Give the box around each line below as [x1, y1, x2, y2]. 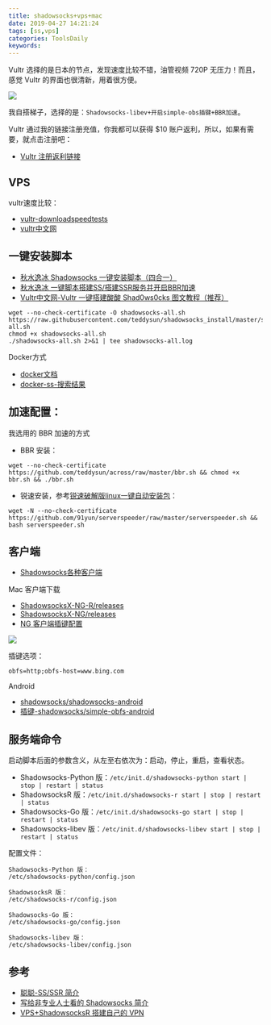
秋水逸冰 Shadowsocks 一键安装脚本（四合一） [19, 272, 177, 282]
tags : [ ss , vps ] [8, 27, 60, 35]
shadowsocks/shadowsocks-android [19, 697, 144, 706]
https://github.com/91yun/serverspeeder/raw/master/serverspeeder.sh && [8, 514, 258, 522]
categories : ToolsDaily [8, 34, 89, 43]
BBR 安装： [19, 445, 58, 455]
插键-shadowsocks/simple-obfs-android [19, 706, 155, 716]
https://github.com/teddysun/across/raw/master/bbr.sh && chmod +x [8, 469, 240, 477]
